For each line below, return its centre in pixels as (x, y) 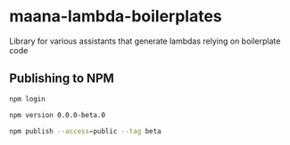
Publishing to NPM (62, 79)
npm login (28, 99)
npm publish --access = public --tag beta (86, 131)
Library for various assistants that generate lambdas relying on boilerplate (145, 41)
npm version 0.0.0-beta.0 (57, 115)
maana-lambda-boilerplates (116, 16)
